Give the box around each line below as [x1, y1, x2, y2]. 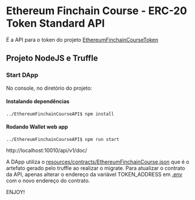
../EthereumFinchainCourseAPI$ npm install [6, 111, 115, 117]
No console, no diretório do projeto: [6, 84, 92, 91]
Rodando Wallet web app [6, 123, 69, 130]
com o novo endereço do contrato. [6, 177, 90, 184]
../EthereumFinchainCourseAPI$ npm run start [6, 137, 119, 143]
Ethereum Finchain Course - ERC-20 [6, 4, 187, 18]
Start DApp [6, 71, 39, 79]
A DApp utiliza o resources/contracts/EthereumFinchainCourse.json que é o [6, 158, 190, 166]
